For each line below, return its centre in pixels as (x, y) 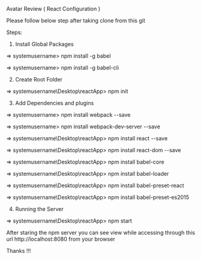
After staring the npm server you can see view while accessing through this (101, 233)
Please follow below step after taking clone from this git (76, 20)
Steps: (14, 32)
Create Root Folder (39, 79)
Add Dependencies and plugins (54, 103)
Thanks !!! (19, 251)
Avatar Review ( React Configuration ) (53, 9)
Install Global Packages (44, 44)
